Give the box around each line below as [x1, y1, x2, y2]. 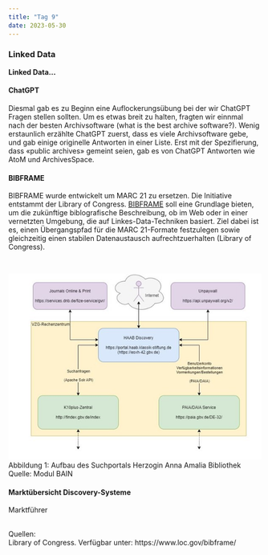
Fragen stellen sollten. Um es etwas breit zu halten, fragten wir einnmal [8, 112, 244, 121]
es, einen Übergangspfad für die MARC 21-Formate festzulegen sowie [8, 225, 241, 235]
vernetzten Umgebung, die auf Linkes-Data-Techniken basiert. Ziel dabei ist [8, 217, 259, 226]
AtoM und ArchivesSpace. [8, 155, 95, 164]
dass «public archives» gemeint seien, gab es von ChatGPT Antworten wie [8, 146, 255, 156]
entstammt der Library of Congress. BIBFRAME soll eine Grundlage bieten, [8, 199, 254, 209]
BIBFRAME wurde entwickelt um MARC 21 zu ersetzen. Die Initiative [8, 191, 233, 201]
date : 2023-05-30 [8, 21, 67, 30]
